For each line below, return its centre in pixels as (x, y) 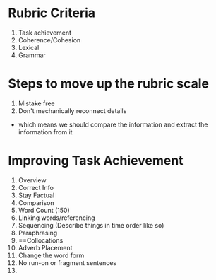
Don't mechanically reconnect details (72, 110)
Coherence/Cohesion (49, 40)
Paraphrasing (38, 233)
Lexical (29, 47)
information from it (45, 132)
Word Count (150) (44, 210)
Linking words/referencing (56, 218)
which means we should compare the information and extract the (113, 124)
